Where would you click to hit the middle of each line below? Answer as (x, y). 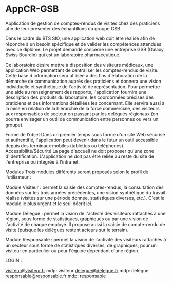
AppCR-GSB (32, 9)
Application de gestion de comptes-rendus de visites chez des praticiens (83, 23)
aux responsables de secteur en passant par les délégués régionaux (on (82, 114)
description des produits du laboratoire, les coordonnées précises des (80, 97)
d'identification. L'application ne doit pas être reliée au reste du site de (80, 156)
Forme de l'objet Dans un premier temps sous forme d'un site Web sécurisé (85, 134)
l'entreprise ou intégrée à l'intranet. (43, 161)
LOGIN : (14, 260)
